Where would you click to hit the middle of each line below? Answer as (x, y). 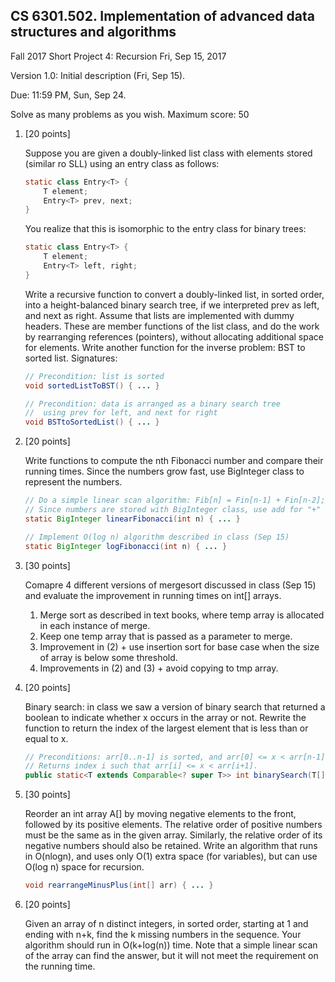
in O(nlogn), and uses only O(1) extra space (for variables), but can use (171, 856)
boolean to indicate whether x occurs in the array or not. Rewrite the (165, 717)
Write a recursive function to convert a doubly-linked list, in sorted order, (174, 294)
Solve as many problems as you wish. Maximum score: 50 (130, 114)
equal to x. (46, 738)
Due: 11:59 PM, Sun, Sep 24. (68, 95)
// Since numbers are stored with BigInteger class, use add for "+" (173, 510)
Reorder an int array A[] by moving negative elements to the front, (160, 814)
